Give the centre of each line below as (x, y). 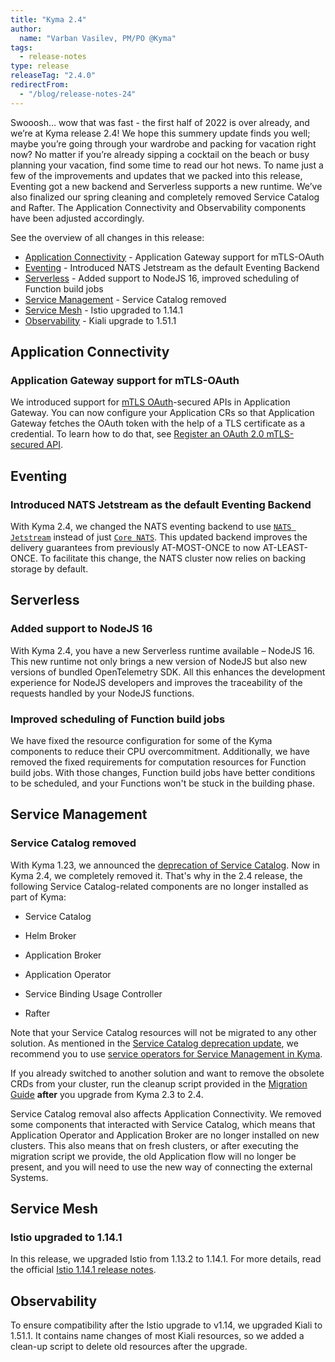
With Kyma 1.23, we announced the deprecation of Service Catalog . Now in (165, 865)
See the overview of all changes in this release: (107, 237)
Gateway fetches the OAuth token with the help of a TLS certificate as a (158, 423)
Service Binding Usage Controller (93, 993)
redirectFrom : (40, 85)
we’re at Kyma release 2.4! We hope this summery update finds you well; (160, 133)
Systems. (29, 1177)
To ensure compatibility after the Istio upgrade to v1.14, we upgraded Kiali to (166, 1325)
